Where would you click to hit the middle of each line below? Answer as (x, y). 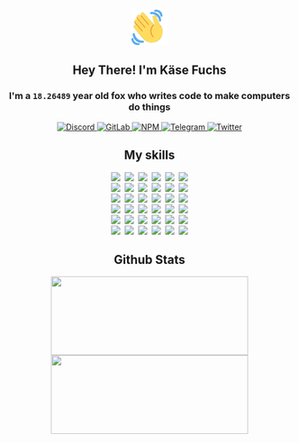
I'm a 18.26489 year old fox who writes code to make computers (149, 96)
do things (149, 107)
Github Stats (149, 260)
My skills (149, 155)
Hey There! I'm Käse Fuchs (149, 71)
